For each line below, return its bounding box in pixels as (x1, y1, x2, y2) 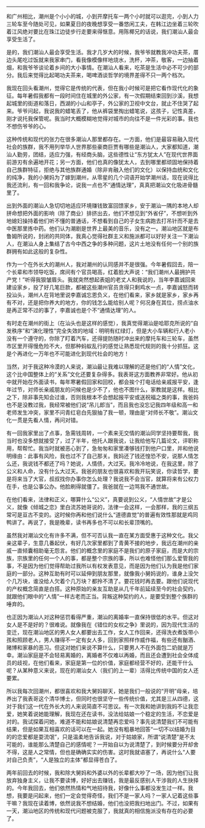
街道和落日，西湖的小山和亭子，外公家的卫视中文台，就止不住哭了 (27, 100, 193, 107)
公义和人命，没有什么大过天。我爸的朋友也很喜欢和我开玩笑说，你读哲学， (6, 467, 193, 474)
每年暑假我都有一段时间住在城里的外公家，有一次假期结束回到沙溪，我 (16, 92, 193, 99)
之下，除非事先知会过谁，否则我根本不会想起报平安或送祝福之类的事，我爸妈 (6, 393, 199, 401)
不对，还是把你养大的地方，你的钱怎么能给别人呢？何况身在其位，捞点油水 (11, 299, 199, 306)
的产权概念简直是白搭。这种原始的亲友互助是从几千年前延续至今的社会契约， (6, 585, 199, 592)
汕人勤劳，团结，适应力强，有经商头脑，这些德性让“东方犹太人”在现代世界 (6, 150, 193, 158)
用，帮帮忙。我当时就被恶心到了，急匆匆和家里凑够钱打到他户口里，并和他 (6, 445, 193, 452)
